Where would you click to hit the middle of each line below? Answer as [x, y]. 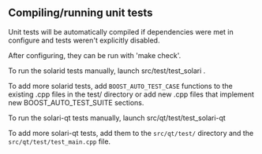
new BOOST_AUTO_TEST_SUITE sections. [76, 102]
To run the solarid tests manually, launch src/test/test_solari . [107, 71]
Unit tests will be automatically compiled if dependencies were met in [121, 31]
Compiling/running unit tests [80, 13]
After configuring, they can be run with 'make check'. [95, 55]
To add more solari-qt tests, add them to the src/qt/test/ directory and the [131, 133]
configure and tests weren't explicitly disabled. [84, 40]
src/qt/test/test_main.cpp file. [60, 141]
